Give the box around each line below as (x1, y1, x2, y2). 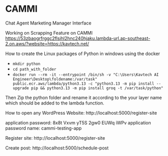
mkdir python (12, 61, 41, 66)
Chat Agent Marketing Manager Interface (5, 20, 92, 26)
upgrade (12, 85, 29, 91)
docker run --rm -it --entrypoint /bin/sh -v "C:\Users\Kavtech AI (12, 72, 159, 77)
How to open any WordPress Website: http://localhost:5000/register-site (5, 110, 157, 116)
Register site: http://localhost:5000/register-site (5, 135, 105, 141)
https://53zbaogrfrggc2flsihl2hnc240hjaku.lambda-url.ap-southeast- (5, 35, 151, 41)
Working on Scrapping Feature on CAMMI (5, 30, 93, 36)
